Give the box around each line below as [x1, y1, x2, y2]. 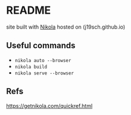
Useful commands [6, 41, 76, 51]
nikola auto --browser [14, 57, 71, 63]
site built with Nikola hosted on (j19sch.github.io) [6, 23, 126, 30]
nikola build [14, 64, 48, 70]
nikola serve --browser [14, 70, 74, 76]
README [6, 4, 51, 17]
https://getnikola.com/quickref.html [6, 102, 93, 109]
